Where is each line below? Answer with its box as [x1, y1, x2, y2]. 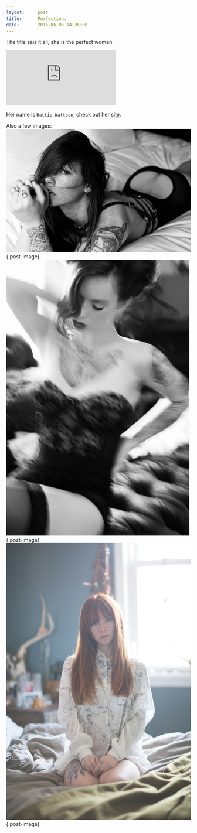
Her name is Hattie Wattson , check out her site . [6, 111, 121, 118]
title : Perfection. [6, 15, 67, 22]
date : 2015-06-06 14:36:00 [6, 22, 88, 28]
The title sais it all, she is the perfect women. [6, 39, 114, 46]
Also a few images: [6, 122, 52, 129]
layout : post [6, 9, 49, 15]
